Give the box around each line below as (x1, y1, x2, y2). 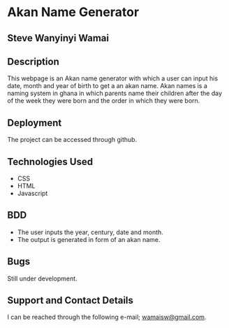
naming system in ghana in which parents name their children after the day (7, 89, 222, 98)
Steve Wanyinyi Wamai (7, 32, 110, 44)
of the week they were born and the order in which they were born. (7, 97, 200, 105)
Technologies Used (7, 155, 93, 168)
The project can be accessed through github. (7, 136, 138, 144)
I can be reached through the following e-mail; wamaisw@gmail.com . (7, 313, 207, 322)
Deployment (7, 117, 62, 129)
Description (7, 55, 59, 67)
